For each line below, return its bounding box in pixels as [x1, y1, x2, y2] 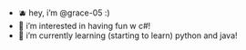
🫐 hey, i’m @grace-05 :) [17, 7, 111, 18]
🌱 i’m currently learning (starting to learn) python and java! [17, 30, 239, 41]
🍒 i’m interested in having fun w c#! [17, 21, 151, 31]
